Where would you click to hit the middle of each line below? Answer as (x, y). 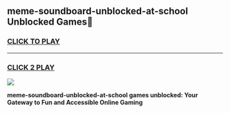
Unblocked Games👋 (50, 22)
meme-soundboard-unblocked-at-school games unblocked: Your (103, 95)
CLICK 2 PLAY (31, 67)
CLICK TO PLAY (34, 42)
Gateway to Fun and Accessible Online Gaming (75, 102)
